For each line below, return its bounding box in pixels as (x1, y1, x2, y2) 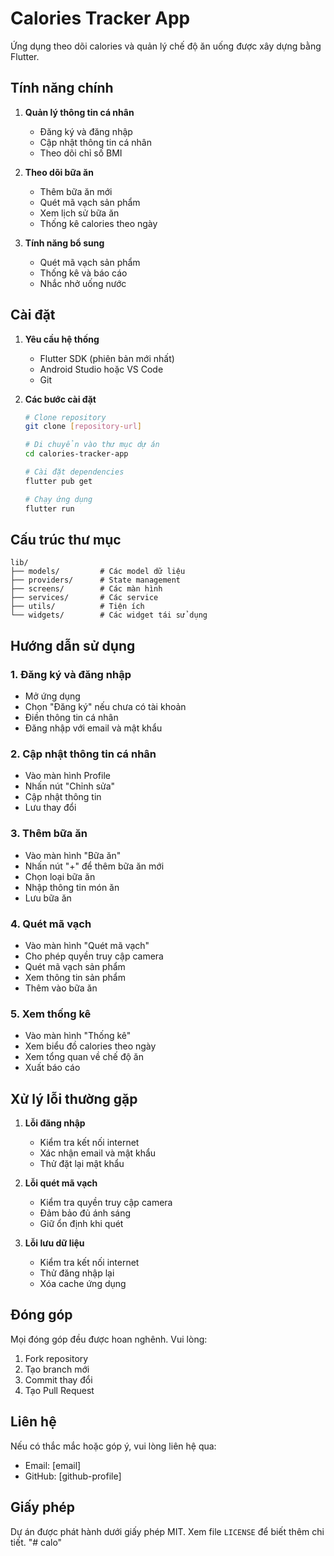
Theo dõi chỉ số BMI (39, 147, 123, 159)
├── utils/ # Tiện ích (10, 602, 145, 612)
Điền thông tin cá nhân (24, 712, 119, 724)
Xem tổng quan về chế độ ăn (24, 1051, 144, 1063)
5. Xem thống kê (10, 1007, 92, 1021)
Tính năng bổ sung (24, 237, 105, 249)
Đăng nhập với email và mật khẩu (24, 722, 163, 734)
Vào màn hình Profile (24, 770, 111, 782)
